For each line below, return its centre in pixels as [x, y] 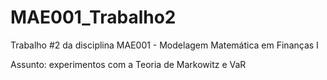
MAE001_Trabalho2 [93, 17]
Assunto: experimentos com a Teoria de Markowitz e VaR [128, 64]
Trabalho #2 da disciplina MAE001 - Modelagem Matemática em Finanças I [164, 45]
